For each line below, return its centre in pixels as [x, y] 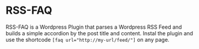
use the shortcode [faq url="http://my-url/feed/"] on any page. [87, 39]
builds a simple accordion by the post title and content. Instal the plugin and [99, 33]
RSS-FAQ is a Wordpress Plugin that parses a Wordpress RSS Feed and [94, 27]
